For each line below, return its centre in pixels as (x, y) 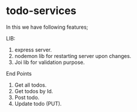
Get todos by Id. (34, 91)
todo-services (41, 11)
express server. (33, 50)
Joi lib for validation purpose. (50, 62)
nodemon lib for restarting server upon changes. (73, 56)
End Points (19, 73)
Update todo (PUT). (38, 103)
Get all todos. (30, 85)
